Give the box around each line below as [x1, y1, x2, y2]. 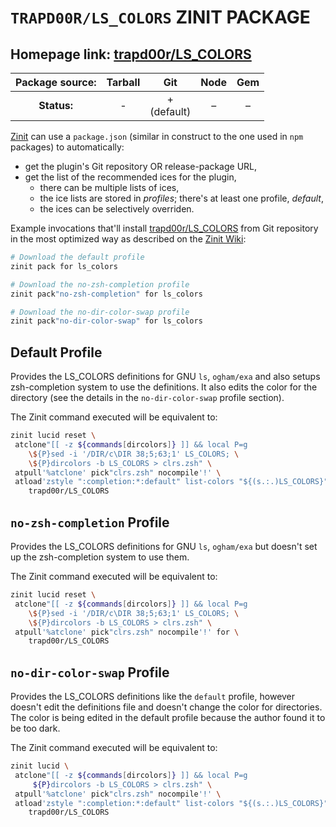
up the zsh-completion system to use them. [10, 551, 190, 563]
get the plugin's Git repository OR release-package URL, [24, 161, 258, 172]
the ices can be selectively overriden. [39, 203, 195, 215]
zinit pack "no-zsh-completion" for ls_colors [10, 289, 203, 299]
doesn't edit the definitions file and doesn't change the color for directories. [10, 701, 323, 713]
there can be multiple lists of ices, [39, 182, 180, 193]
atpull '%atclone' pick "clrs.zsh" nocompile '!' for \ [14, 627, 240, 637]
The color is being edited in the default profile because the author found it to [10, 712, 326, 724]
